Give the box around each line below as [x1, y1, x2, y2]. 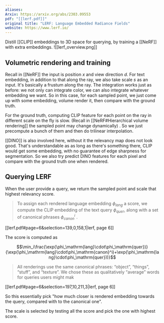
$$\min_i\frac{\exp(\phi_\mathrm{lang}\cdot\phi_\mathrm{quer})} [16, 244, 148, 250]
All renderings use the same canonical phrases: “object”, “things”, [17, 264, 150, 269]
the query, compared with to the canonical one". [5, 298, 102, 304]
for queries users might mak [17, 274, 74, 280]
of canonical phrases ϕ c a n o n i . [17, 213, 78, 221]
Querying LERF [5, 173, 52, 181]
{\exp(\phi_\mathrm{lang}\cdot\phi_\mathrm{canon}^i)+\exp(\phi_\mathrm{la [5, 249, 159, 255]
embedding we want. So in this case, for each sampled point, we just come [5, 92, 157, 98]
